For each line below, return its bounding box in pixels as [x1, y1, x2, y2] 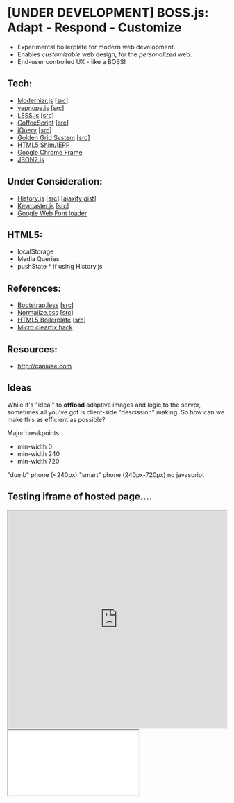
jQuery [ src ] [17, 125, 52, 134]
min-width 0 [17, 442, 53, 451]
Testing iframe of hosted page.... [7, 491, 153, 503]
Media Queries [17, 255, 60, 263]
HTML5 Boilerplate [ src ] [17, 315, 86, 325]
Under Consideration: [7, 176, 103, 187]
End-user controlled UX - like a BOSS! [17, 57, 126, 65]
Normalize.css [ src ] [17, 309, 74, 317]
